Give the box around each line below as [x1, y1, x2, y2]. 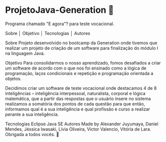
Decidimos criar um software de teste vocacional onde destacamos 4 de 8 [5, 85, 157, 91]
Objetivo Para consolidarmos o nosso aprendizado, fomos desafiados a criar [5, 60, 161, 66]
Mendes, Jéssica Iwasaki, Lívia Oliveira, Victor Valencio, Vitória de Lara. [5, 126, 152, 132]
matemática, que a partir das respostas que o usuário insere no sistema [5, 96, 151, 102]
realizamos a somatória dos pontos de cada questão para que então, [5, 101, 145, 106]
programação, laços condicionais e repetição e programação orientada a [5, 70, 154, 76]
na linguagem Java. [5, 50, 45, 56]
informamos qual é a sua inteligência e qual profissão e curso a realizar [5, 106, 150, 112]
